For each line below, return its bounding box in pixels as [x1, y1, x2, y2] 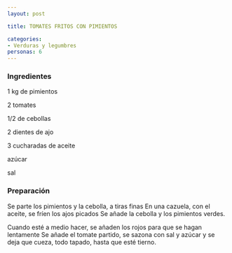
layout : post [7, 10, 46, 17]
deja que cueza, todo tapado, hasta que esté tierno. [7, 238, 156, 246]
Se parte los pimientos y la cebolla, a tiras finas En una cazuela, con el [7, 202, 210, 210]
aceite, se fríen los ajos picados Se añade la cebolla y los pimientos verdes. [7, 209, 226, 217]
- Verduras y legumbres [7, 42, 77, 49]
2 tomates [7, 101, 36, 109]
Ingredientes [7, 71, 52, 81]
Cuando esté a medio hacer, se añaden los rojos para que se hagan [7, 223, 202, 231]
